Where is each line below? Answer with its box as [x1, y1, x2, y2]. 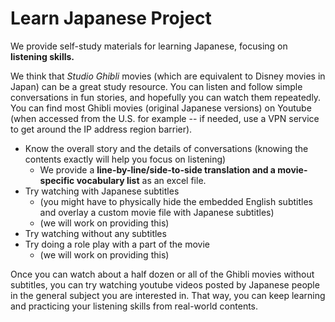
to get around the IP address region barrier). [10, 123, 193, 135]
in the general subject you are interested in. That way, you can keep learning [10, 289, 326, 301]
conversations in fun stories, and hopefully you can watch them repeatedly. [10, 91, 322, 103]
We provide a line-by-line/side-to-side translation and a [39, 163, 276, 176]
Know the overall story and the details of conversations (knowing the [24, 142, 309, 154]
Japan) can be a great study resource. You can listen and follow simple [10, 80, 303, 92]
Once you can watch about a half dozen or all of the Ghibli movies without [10, 268, 315, 280]
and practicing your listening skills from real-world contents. [10, 300, 259, 312]
